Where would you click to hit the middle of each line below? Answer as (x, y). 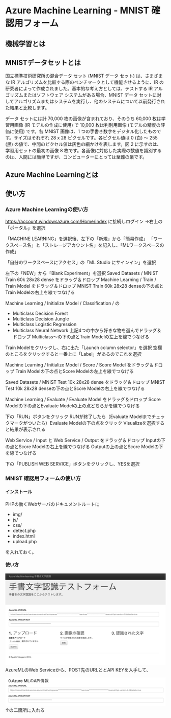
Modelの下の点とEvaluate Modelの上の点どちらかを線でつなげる (73, 406)
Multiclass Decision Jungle (41, 319)
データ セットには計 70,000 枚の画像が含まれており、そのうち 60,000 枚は (83, 119)
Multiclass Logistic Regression (45, 325)
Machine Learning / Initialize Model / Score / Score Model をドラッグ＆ (80, 365)
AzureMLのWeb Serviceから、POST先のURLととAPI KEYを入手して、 (78, 670)
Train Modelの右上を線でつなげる (40, 292)
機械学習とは (25, 44)
